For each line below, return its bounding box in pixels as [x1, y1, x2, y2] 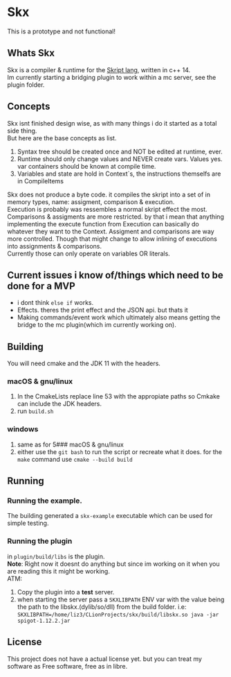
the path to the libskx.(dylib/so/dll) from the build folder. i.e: [17, 602, 187, 611]
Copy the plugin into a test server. [17, 587, 115, 596]
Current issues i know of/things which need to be [7, 269, 223, 281]
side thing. [7, 126, 37, 135]
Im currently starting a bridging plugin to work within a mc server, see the [7, 73, 216, 81]
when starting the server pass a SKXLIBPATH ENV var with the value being [17, 595, 225, 603]
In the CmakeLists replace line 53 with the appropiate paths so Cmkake [17, 392, 220, 401]
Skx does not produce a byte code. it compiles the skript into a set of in [7, 190, 211, 199]
